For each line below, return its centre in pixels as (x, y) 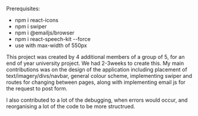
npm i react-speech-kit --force (52, 39)
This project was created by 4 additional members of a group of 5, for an (95, 57)
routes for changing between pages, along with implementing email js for (96, 82)
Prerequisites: (23, 9)
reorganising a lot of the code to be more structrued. (71, 106)
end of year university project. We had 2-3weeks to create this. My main (95, 63)
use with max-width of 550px (51, 45)
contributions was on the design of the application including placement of (97, 70)
